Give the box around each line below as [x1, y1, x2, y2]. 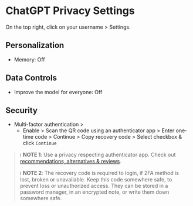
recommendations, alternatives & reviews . [19, 158, 121, 165]
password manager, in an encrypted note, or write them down [19, 188, 170, 195]
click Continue [22, 139, 57, 147]
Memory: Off [13, 56, 45, 63]
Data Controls [5, 73, 57, 83]
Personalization [5, 40, 65, 50]
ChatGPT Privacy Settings [5, 4, 136, 18]
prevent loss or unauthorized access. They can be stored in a [19, 183, 168, 190]
